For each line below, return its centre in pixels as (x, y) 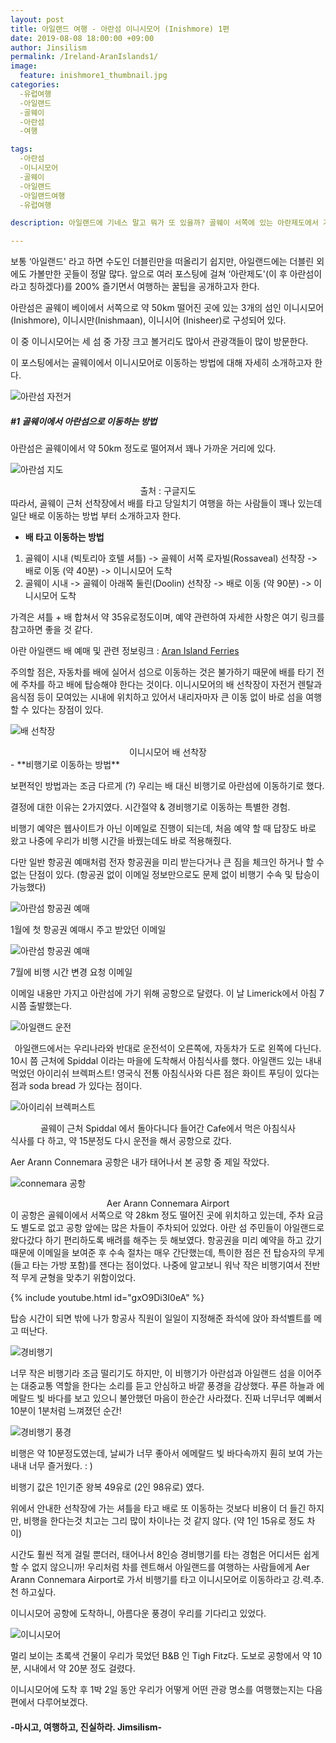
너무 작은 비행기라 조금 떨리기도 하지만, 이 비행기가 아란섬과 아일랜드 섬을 (153, 1373)
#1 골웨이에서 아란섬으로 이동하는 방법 (84, 421)
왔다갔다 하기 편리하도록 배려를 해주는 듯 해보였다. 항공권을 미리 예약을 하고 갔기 (166, 1240)
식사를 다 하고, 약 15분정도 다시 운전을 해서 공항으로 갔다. (121, 1141)
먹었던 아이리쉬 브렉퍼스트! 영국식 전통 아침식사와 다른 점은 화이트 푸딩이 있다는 (165, 1073)
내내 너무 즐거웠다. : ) (51, 1466)
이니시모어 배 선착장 (168, 752)
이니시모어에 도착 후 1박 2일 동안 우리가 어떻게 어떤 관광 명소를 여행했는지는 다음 (166, 1690)
